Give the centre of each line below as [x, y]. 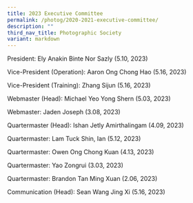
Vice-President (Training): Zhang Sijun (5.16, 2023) [79, 85]
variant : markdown [33, 39]
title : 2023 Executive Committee [55, 13]
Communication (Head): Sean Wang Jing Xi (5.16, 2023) [86, 192]
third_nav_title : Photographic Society [64, 33]
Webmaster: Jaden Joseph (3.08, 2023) [64, 112]
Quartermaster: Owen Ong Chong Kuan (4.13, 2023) [81, 152]
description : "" [30, 26]
